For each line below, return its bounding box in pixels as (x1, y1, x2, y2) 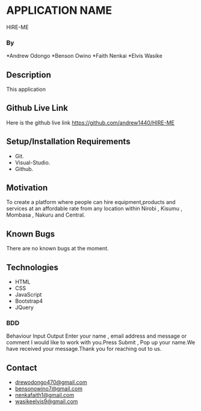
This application (6, 85, 46, 93)
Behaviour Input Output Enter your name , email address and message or (6, 332, 187, 340)
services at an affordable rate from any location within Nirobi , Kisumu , (6, 205, 182, 212)
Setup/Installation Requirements (6, 137, 131, 147)
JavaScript (14, 291, 42, 298)
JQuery (14, 304, 34, 311)
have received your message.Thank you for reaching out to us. (6, 345, 162, 353)
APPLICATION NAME (6, 4, 113, 17)
